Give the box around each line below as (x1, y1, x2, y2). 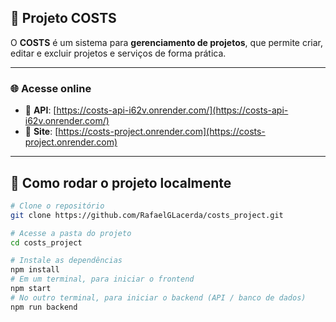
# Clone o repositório (10, 201, 105, 211)
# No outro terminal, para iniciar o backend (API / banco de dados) (10, 292, 307, 303)
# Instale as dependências (10, 256, 123, 266)
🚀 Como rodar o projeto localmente (10, 174, 232, 191)
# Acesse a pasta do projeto (10, 228, 132, 238)
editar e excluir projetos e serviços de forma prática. (10, 47, 227, 59)
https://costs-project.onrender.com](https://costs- (58, 126, 266, 138)
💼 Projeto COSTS (10, 10, 117, 27)
